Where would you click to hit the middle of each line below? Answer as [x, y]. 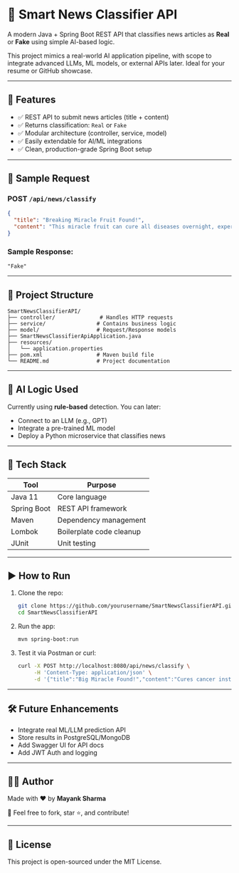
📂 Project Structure [51, 295]
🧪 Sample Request [49, 178]
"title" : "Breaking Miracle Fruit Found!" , [79, 220]
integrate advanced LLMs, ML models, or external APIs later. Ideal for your [116, 63]
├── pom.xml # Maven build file [81, 355]
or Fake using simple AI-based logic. [61, 41]
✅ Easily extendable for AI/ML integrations [80, 141]
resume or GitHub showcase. [50, 70]
